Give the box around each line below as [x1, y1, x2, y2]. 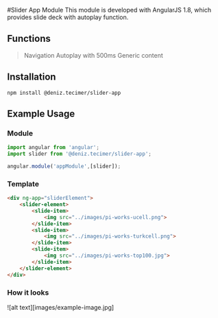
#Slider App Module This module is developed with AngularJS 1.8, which [7, 6, 211, 14]
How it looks [7, 288, 49, 297]
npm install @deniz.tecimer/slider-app [7, 89, 121, 96]
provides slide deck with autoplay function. [7, 13, 129, 21]
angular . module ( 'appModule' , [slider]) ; [7, 163, 121, 170]
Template [7, 179, 40, 188]
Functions [7, 33, 51, 45]
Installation [7, 71, 56, 83]
